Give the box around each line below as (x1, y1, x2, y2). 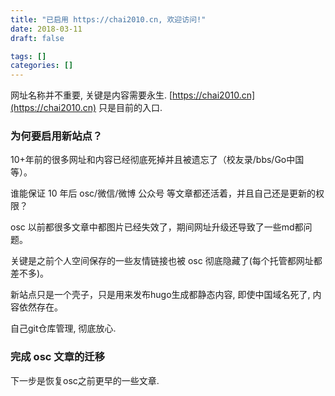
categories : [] (10, 61, 74, 71)
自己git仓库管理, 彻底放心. (10, 322, 117, 335)
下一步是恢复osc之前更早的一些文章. (10, 374, 160, 386)
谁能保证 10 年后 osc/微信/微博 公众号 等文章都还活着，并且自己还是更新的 (10, 187, 317, 200)
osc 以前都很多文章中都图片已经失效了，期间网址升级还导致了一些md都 (10, 221, 304, 233)
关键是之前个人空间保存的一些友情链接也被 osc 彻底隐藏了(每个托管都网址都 (10, 255, 323, 267)
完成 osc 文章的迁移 (10, 350, 106, 364)
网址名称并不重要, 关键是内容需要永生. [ (10, 89, 173, 101)
